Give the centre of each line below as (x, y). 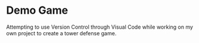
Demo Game (37, 10)
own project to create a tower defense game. (61, 33)
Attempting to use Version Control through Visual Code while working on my (100, 27)
